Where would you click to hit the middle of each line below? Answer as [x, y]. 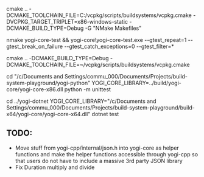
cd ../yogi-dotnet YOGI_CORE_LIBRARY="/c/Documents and [81, 101]
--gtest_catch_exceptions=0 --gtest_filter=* [119, 46]
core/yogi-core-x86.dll [35, 89]
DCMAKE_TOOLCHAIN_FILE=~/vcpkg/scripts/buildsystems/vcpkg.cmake [98, 64]
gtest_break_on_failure [34, 46]
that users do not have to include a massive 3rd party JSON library [99, 161]
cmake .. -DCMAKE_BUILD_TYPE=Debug [58, 58]
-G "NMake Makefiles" [113, 28]
